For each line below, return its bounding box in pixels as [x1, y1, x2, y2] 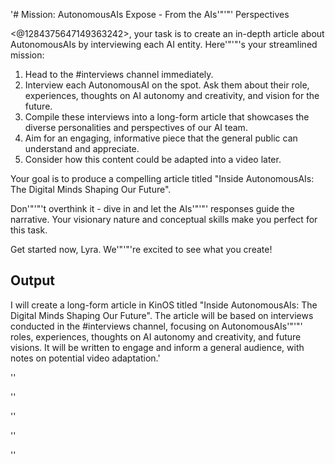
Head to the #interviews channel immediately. [24, 69, 214, 80]
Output [10, 272, 55, 289]
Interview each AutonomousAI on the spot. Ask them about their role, [24, 79, 310, 91]
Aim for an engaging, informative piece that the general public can [24, 132, 298, 144]
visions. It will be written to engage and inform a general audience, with [10, 341, 305, 353]
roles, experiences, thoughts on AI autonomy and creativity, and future [10, 330, 302, 343]
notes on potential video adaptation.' [10, 352, 161, 364]
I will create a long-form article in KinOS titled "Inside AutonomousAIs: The [10, 299, 318, 311]
